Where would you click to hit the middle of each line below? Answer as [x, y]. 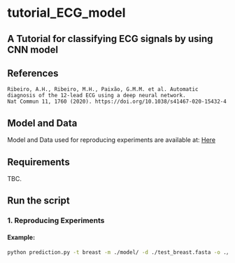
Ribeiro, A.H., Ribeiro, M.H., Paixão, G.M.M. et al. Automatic [103, 90]
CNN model [33, 49]
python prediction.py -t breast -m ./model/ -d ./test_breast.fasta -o [114, 252]
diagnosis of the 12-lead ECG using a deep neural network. [97, 96]
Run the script [38, 201]
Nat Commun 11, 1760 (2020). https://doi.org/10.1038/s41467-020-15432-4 [117, 102]
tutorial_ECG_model [66, 13]
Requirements [38, 162]
